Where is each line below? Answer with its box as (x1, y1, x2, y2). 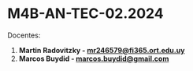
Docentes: (7, 30, 41, 40)
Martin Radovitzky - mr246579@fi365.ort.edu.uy (18, 45, 185, 55)
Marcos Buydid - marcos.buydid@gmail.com (18, 54, 169, 63)
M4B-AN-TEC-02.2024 (7, 5, 164, 23)
